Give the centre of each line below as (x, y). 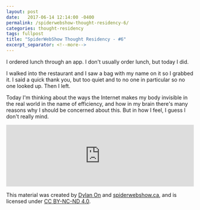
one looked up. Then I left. (38, 86)
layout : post (22, 12)
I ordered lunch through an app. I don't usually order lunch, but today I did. (98, 62)
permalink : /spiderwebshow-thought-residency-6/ (68, 23)
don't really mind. (28, 116)
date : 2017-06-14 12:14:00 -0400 (50, 17)
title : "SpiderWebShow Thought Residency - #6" (66, 39)
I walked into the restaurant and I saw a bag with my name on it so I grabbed (100, 73)
